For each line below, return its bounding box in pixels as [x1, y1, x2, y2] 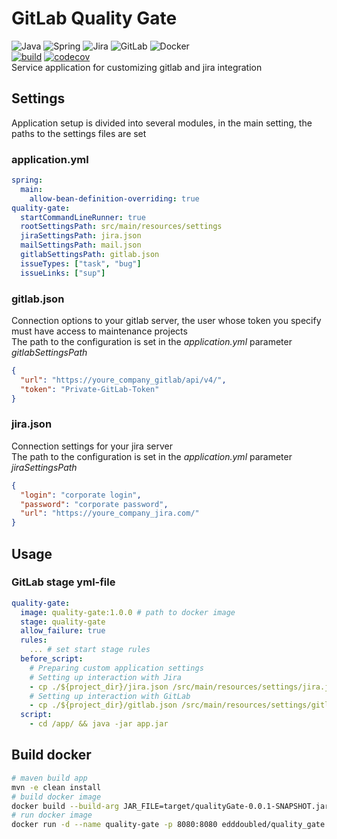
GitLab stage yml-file [11, 575, 116, 589]
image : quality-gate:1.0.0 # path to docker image [20, 607, 236, 617]
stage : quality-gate [20, 617, 106, 627]
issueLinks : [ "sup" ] [20, 268, 106, 278]
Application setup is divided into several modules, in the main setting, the [11, 117, 313, 129]
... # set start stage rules [29, 645, 151, 655]
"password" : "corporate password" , [20, 499, 169, 509]
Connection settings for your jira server [11, 440, 173, 452]
